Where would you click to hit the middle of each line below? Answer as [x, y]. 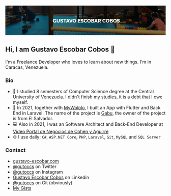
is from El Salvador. [33, 119]
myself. [20, 102]
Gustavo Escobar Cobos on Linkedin [51, 177]
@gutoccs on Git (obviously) [42, 183]
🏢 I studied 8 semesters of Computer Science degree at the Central [83, 92]
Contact [16, 150]
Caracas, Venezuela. [27, 67]
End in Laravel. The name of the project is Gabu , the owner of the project [89, 113]
